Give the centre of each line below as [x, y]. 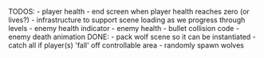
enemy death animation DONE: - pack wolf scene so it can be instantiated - [132, 37]
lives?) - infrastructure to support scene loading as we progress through [127, 20]
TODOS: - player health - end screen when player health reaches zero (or [129, 12]
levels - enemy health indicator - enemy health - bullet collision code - [124, 28]
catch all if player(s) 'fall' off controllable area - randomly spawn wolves [126, 45]
